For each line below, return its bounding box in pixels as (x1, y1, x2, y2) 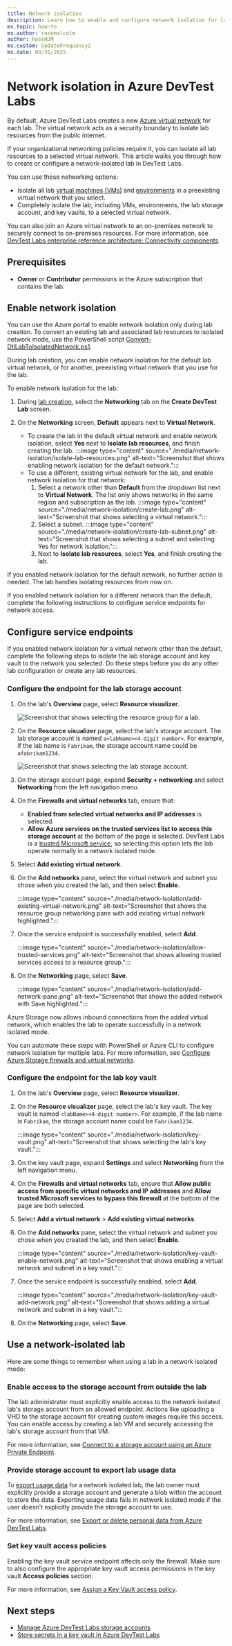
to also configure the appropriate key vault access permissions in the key (7, 1564, 215, 1573)
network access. (7, 606, 55, 614)
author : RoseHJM (7, 36, 54, 43)
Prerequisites (7, 256, 66, 268)
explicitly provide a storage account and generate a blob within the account (7, 1488, 222, 1497)
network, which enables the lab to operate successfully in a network (7, 1020, 202, 1028)
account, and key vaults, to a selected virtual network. (17, 208, 171, 216)
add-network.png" (17, 1297, 70, 1306)
